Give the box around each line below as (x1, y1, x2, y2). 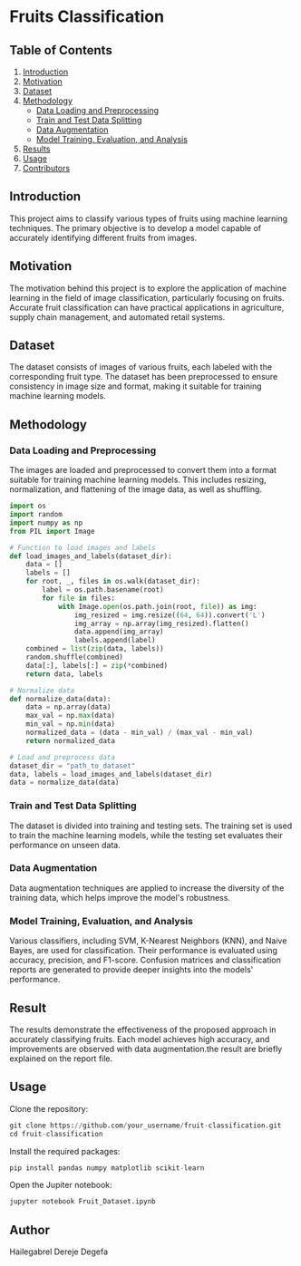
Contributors (22, 163, 71, 173)
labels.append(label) (73, 636, 156, 645)
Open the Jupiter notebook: (9, 1180, 113, 1191)
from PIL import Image (9, 527, 95, 536)
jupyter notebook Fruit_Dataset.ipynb (9, 1197, 156, 1206)
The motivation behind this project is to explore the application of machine (9, 283, 287, 294)
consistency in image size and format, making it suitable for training (9, 381, 262, 391)
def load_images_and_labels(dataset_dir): (9, 551, 172, 561)
